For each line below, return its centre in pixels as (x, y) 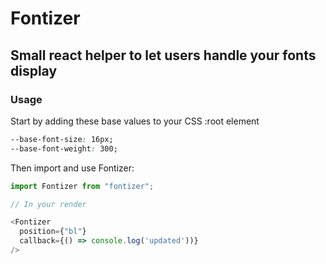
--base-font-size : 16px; (62, 139)
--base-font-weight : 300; (64, 148)
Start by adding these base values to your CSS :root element (135, 121)
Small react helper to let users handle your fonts (163, 55)
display (34, 70)
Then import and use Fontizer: (72, 168)
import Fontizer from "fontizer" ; (82, 186)
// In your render (48, 204)
